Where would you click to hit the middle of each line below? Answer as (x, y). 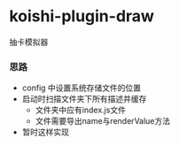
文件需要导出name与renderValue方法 (103, 121)
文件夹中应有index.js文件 (81, 110)
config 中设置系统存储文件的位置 (82, 88)
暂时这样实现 (45, 132)
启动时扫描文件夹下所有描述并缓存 (84, 99)
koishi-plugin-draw (82, 16)
